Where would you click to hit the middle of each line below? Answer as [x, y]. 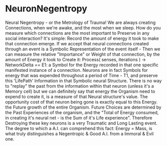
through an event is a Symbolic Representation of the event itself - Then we [83, 49]
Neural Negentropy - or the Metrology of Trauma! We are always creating [81, 22]
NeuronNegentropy [46, 9]
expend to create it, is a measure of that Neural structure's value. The [77, 96]
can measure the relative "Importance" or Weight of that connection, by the [83, 54]
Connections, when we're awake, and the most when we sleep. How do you [83, 27]
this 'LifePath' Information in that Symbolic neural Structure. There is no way [83, 81]
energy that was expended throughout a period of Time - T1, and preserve [82, 75]
